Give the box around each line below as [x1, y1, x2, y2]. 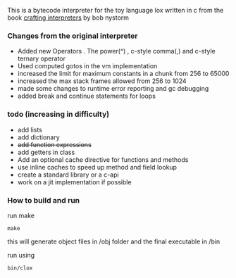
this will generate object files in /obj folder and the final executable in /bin [7, 237, 221, 246]
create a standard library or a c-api [17, 170, 119, 179]
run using [7, 251, 35, 259]
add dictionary [17, 133, 60, 141]
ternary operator [17, 54, 66, 63]
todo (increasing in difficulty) [7, 109, 110, 119]
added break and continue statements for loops [17, 91, 156, 101]
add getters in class [17, 148, 75, 156]
